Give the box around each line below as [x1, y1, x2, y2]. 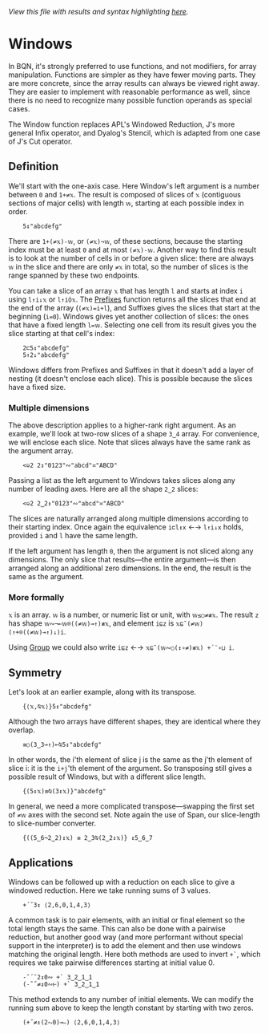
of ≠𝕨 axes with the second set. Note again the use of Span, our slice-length [8, 810, 260, 820]
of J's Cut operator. [8, 136, 73, 146]
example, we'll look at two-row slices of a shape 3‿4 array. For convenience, [8, 429, 260, 439]
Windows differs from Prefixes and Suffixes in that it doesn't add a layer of [8, 365, 254, 375]
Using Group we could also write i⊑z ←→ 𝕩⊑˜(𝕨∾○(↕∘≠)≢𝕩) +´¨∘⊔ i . [8, 643, 235, 652]
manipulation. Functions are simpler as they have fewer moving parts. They [8, 70, 256, 79]
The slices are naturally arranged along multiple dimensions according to [8, 513, 249, 524]
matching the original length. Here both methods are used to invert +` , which [8, 949, 261, 959]
